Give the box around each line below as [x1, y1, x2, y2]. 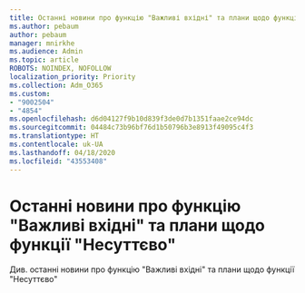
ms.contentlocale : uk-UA [9, 140, 103, 149]
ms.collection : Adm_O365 [9, 81, 103, 90]
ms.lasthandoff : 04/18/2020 [9, 148, 116, 157]
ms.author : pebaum [9, 22, 79, 31]
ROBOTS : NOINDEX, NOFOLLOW [9, 64, 112, 73]
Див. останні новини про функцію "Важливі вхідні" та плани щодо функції [9, 264, 295, 275]
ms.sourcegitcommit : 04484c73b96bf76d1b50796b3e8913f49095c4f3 [9, 123, 254, 132]
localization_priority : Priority [9, 73, 136, 82]
